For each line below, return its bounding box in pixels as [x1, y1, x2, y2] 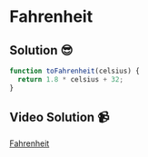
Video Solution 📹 [9, 110, 110, 125]
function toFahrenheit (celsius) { [9, 66, 141, 75]
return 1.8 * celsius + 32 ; [17, 74, 124, 83]
